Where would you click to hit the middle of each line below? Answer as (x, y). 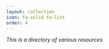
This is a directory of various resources (54, 40)
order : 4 (17, 23)
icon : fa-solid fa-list (36, 17)
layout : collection (30, 12)
